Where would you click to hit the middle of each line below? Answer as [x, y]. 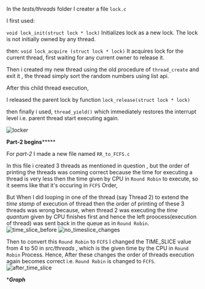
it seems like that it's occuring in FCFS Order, [62, 185]
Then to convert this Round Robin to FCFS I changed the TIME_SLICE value [99, 241]
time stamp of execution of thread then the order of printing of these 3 [95, 204]
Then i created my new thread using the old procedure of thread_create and [103, 69]
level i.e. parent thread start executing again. [63, 118]
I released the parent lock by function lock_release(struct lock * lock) [98, 100]
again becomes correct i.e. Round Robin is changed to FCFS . [81, 261]
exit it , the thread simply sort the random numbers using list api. [88, 76]
